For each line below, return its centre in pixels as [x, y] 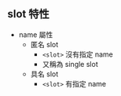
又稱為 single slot [70, 64]
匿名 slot [44, 44]
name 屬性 [36, 35]
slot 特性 [28, 14]
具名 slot [44, 74]
